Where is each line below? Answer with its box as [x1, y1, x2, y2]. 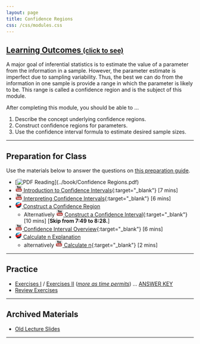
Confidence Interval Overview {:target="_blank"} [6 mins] [23, 225, 163, 233]
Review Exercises [14, 286, 58, 293]
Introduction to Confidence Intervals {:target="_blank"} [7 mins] [23, 187, 179, 194]
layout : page [6, 10, 39, 16]
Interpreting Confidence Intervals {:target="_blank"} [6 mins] [23, 195, 171, 202]
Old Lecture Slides [14, 325, 61, 332]
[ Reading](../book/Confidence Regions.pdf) [14, 179, 139, 185]
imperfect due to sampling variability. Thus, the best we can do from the [6, 73, 183, 80]
